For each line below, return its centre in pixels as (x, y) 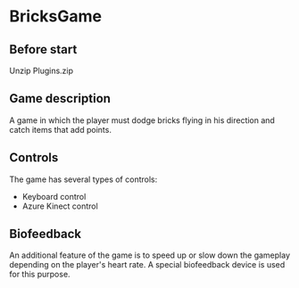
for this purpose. (40, 275)
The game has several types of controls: (83, 179)
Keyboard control (54, 196)
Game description (60, 99)
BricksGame (56, 16)
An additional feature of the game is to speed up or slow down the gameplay (149, 255)
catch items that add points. (60, 129)
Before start (43, 49)
